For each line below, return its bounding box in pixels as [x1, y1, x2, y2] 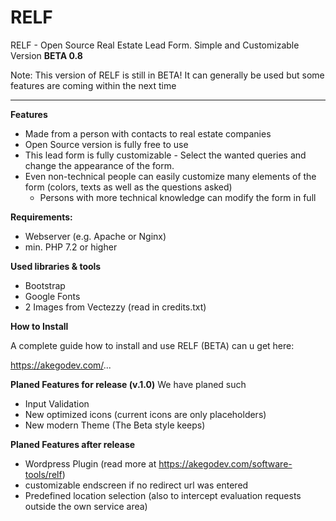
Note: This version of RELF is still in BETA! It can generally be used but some [10, 69, 325, 81]
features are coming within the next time [10, 79, 177, 91]
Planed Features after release [10, 438, 136, 450]
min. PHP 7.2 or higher [24, 241, 118, 253]
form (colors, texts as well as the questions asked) [24, 181, 233, 193]
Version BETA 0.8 [10, 49, 83, 61]
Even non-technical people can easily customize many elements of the [24, 170, 317, 182]
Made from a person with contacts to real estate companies [24, 127, 272, 140]
